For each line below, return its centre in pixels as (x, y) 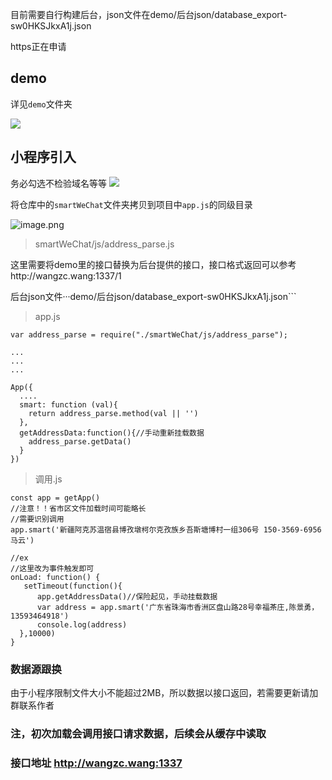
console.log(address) (82, 624)
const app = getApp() (55, 498)
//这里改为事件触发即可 (52, 568)
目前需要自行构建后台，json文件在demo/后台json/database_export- (149, 14)
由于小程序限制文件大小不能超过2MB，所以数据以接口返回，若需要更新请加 (164, 692)
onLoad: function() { (55, 577)
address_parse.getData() (80, 441)
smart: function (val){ (68, 404)
